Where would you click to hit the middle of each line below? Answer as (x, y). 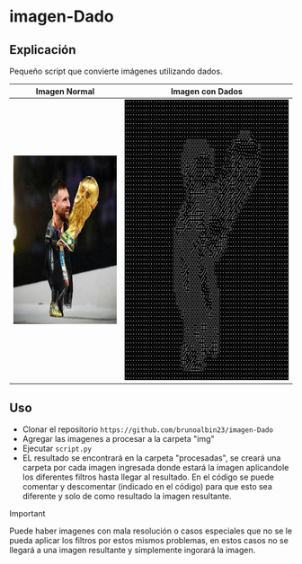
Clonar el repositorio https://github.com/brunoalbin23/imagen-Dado (148, 429)
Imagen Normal (65, 91)
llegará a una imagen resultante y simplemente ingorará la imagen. (133, 551)
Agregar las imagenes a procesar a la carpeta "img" (118, 439)
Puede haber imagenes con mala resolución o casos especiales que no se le (151, 531)
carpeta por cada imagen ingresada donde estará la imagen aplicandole (155, 468)
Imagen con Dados (206, 91)
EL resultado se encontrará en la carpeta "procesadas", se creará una (151, 458)
